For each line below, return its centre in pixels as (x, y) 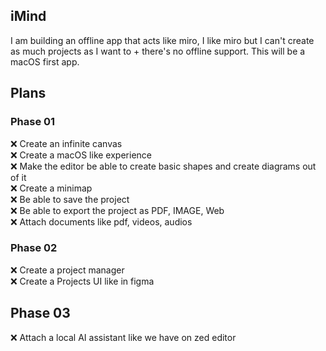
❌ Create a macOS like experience (81, 155)
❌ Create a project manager (67, 270)
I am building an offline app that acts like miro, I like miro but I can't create (162, 40)
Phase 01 (33, 122)
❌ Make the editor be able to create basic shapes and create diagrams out (163, 166)
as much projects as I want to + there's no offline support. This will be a (158, 51)
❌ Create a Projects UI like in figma (82, 281)
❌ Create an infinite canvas (66, 143)
